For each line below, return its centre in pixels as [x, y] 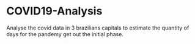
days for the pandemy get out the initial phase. [65, 34]
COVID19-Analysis [54, 11]
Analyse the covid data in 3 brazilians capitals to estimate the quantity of [98, 28]
